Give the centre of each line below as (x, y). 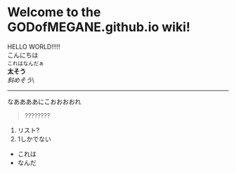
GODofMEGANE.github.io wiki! (99, 27)
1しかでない (34, 139)
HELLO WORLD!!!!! (34, 46)
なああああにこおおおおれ (44, 101)
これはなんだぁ (26, 63)
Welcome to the (54, 12)
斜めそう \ (21, 80)
